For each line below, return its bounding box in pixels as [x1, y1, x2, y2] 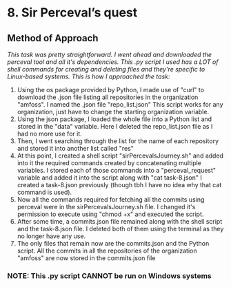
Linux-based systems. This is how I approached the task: [7, 72, 170, 81]
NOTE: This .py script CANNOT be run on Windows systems [7, 270, 212, 280]
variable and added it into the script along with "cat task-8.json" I [17, 173, 202, 182]
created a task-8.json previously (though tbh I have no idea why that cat [17, 181, 222, 189]
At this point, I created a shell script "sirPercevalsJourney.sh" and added [17, 151, 224, 160]
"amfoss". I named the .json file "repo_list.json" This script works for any [17, 100, 223, 108]
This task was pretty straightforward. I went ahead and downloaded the [7, 50, 212, 59]
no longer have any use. [17, 232, 86, 240]
